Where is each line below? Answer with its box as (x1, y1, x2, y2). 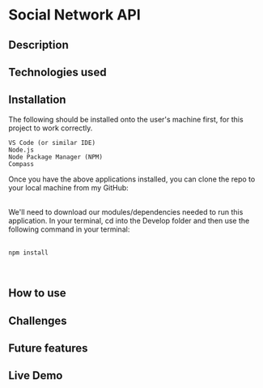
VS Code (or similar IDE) (8, 139, 95, 147)
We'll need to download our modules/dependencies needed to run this (8, 207, 244, 216)
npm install (8, 249, 49, 257)
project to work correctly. (8, 123, 93, 133)
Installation (8, 93, 66, 107)
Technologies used (8, 65, 107, 79)
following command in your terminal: (8, 224, 130, 234)
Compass (8, 160, 35, 168)
